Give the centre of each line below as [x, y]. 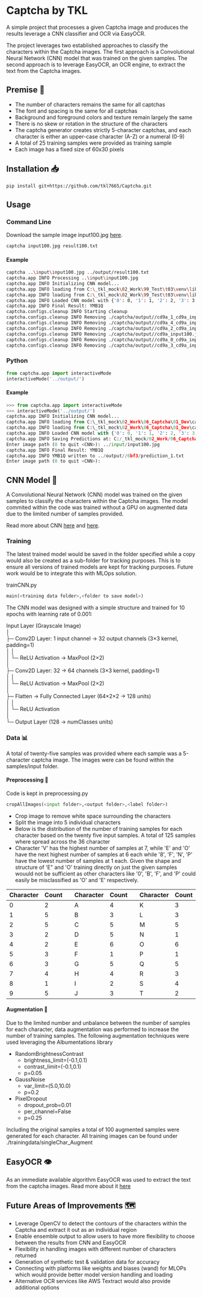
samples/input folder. [32, 766]
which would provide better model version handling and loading [94, 1274]
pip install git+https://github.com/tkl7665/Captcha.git [79, 186]
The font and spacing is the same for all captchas [76, 111]
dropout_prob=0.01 [47, 1105]
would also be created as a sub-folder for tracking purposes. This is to [93, 561]
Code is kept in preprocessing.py [47, 793]
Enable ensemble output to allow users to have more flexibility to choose [105, 1236]
